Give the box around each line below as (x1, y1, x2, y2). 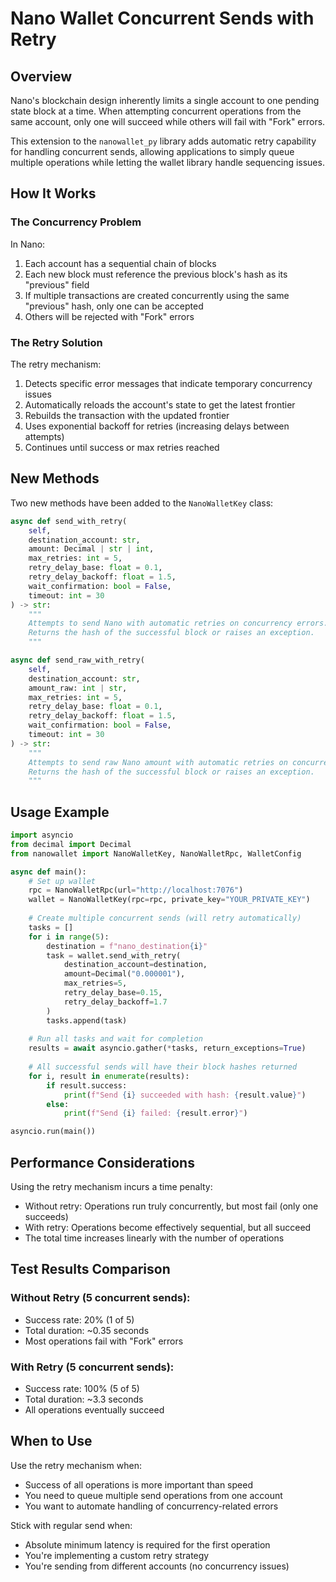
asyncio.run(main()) (10, 1127, 97, 1137)
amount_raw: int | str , (28, 683, 128, 693)
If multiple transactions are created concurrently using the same (24, 289, 290, 301)
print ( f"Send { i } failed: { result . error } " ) (63, 1108, 248, 1119)
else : (46, 1099, 70, 1109)
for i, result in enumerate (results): (28, 1071, 190, 1081)
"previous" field (24, 278, 90, 291)
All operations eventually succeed (24, 1404, 165, 1416)
